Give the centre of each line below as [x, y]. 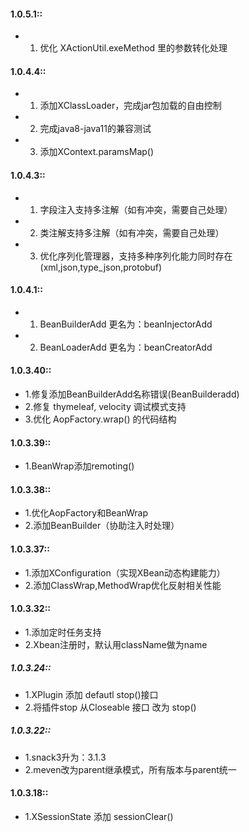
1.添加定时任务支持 [63, 632]
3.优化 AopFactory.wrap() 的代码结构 [100, 419]
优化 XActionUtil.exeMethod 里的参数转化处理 [133, 48]
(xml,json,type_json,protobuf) [101, 267]
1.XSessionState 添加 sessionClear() [99, 816]
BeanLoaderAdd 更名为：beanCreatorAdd [126, 347]
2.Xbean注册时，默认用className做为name [116, 644]
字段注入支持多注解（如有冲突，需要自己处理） [136, 209]
